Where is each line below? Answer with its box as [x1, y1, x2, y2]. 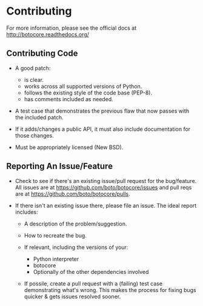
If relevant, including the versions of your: [24, 244, 128, 251]
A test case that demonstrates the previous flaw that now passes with [15, 107, 190, 115]
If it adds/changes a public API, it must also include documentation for [15, 125, 191, 133]
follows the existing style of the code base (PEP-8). [24, 89, 153, 96]
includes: [15, 208, 38, 216]
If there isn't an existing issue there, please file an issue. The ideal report [15, 202, 197, 209]
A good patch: [15, 64, 51, 72]
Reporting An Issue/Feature [6, 161, 113, 171]
